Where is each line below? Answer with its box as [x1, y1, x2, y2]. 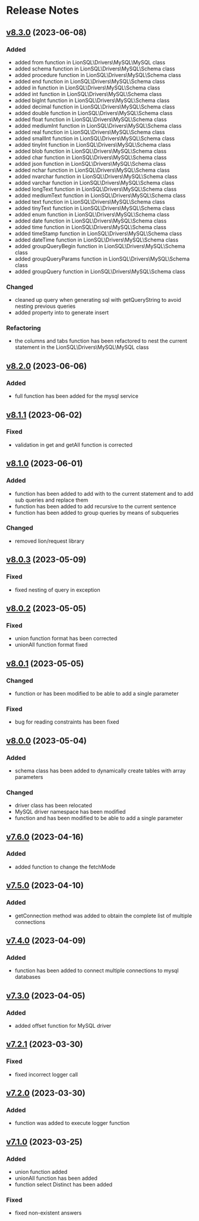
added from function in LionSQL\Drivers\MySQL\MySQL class [14, 58, 166, 66]
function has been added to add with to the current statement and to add [14, 490, 194, 497]
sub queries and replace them [14, 496, 89, 503]
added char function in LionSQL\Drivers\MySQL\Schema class [14, 153, 167, 161]
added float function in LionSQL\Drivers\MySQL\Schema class [14, 116, 168, 123]
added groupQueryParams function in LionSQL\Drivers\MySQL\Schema [14, 255, 190, 262]
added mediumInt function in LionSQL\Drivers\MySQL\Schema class [14, 122, 182, 129]
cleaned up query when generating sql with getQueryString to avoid [14, 296, 181, 304]
